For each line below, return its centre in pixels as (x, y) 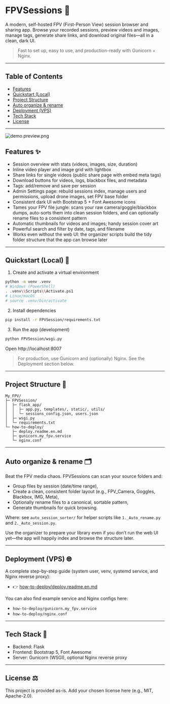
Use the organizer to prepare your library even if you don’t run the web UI (82, 533)
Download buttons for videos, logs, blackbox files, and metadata (80, 180)
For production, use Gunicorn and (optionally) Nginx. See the (81, 358)
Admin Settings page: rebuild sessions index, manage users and (79, 191)
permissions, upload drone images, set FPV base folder (70, 196)
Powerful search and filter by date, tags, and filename (69, 229)
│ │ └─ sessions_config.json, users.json (52, 414)
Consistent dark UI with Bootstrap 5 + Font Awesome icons (74, 202)
